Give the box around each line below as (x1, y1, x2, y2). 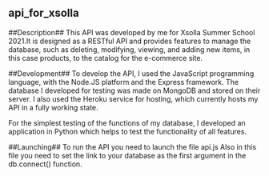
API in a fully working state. (8, 102, 98, 112)
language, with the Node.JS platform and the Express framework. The (8, 77, 239, 86)
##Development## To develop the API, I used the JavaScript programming (8, 68, 255, 78)
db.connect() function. (8, 159, 82, 169)
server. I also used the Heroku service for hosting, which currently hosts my (8, 94, 259, 103)
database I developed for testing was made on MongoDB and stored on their (8, 86, 261, 95)
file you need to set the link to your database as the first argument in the (8, 150, 247, 160)
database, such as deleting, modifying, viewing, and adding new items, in (8, 44, 251, 54)
